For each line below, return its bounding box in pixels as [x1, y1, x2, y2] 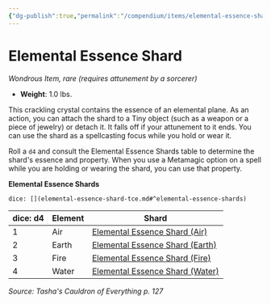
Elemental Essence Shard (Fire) [91, 252, 211, 264]
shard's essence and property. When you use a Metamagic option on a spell [8, 154, 262, 164]
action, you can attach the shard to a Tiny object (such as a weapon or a [8, 113, 248, 123]
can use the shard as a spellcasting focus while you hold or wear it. [8, 130, 232, 140]
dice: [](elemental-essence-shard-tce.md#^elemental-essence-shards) [8, 195, 248, 203]
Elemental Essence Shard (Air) [91, 226, 208, 237]
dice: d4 [12, 212, 44, 223]
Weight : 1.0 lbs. [19, 89, 73, 99]
